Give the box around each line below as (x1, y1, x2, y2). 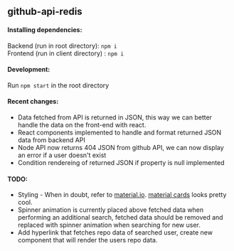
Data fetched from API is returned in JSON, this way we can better (17, 113, 212, 122)
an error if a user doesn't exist (17, 151, 107, 159)
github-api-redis (7, 6, 83, 18)
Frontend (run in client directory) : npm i (7, 49, 124, 58)
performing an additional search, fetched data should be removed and (17, 213, 223, 222)
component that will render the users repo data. (17, 236, 158, 245)
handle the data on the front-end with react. (17, 121, 147, 129)
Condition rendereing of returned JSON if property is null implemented (17, 159, 225, 166)
